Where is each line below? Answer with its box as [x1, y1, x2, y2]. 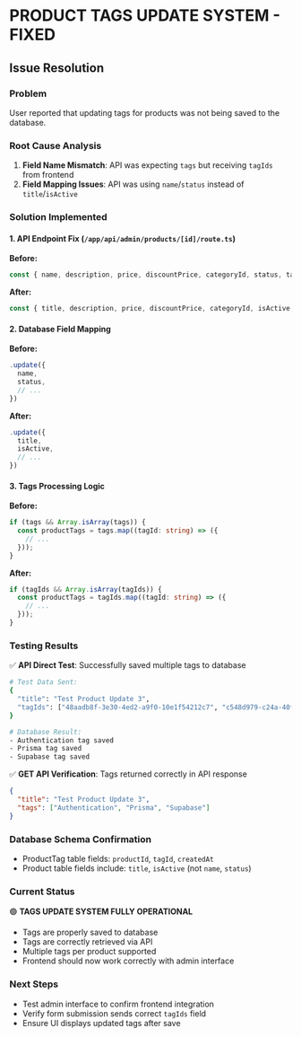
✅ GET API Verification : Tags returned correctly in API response [9, 769, 248, 779]
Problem [9, 87, 47, 100]
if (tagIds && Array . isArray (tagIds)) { [9, 584, 163, 593]
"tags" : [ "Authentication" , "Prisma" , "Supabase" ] [17, 803, 211, 813]
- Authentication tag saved [9, 735, 115, 745]
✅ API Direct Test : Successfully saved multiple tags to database [9, 660, 246, 671]
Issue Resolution [9, 60, 105, 75]
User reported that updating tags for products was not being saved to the [9, 107, 280, 118]
